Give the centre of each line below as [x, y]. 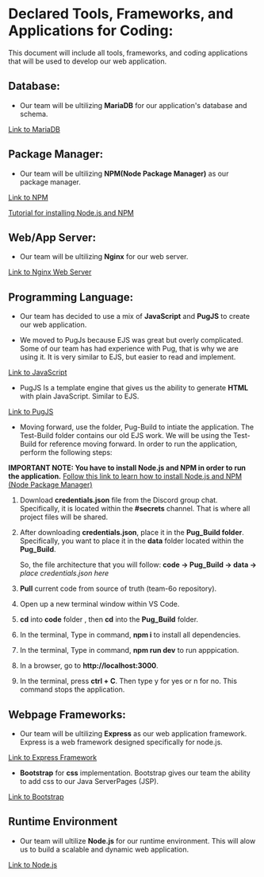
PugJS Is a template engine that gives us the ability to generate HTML [134, 388]
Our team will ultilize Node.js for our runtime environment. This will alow [138, 840]
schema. [34, 114]
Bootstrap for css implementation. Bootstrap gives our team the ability [135, 773]
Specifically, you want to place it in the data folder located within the [132, 541]
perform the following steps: [66, 452]
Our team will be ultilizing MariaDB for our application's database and [133, 105]
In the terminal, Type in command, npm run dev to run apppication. [129, 650]
